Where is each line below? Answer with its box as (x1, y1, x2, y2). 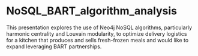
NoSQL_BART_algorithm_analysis (6, 4, 178, 18)
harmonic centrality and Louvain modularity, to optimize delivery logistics (6, 30, 187, 37)
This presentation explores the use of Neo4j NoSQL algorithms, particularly (6, 24, 193, 31)
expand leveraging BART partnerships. (6, 43, 102, 50)
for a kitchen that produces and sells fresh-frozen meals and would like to (6, 36, 189, 43)
